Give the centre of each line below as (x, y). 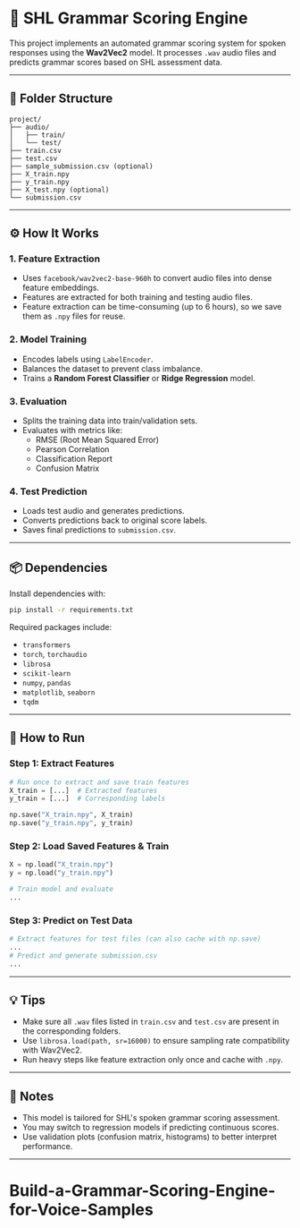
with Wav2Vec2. (52, 1050)
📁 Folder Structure (61, 99)
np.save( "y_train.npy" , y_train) (71, 823)
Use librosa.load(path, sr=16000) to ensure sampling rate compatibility (156, 1041)
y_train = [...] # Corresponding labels (87, 799)
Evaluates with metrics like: (72, 431)
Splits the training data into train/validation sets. (110, 421)
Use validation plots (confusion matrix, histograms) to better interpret (150, 1137)
